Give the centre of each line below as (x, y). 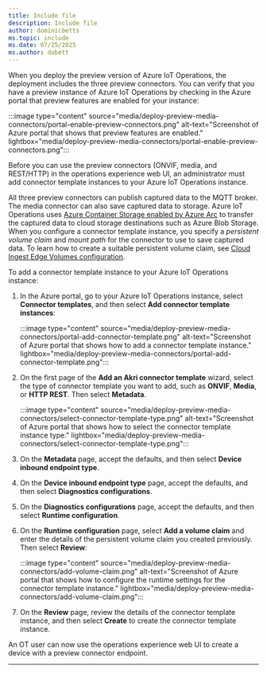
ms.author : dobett (39, 53)
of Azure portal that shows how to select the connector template (125, 427)
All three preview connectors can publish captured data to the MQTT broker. (133, 197)
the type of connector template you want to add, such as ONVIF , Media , (138, 386)
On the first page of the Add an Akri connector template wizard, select (137, 377)
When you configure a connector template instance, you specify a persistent (134, 231)
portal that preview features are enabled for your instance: (104, 101)
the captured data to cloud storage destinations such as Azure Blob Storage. (133, 223)
